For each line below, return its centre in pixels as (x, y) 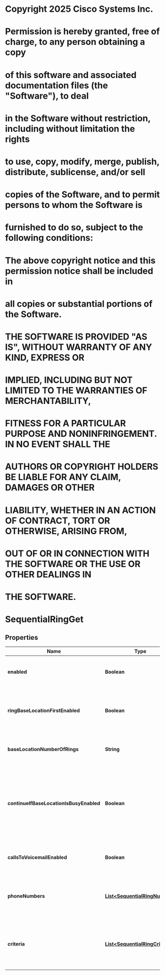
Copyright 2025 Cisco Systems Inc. (79, 9)
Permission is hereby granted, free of (82, 32)
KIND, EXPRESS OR (45, 358)
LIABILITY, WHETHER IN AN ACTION (81, 510)
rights (17, 139)
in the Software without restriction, (78, 118)
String (112, 749)
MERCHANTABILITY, (48, 401)
